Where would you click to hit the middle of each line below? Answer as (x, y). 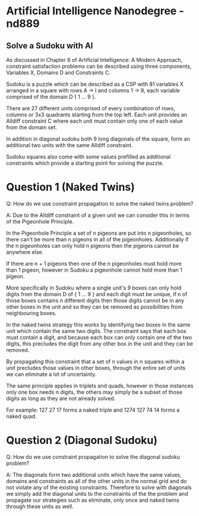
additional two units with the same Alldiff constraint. (70, 145)
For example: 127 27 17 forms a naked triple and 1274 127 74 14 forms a (93, 410)
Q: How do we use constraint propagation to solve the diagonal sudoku (93, 456)
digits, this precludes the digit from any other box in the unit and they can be (99, 343)
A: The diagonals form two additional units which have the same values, (94, 474)
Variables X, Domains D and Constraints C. (59, 72)
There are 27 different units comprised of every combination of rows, (91, 108)
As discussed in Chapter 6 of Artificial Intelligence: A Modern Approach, (94, 60)
